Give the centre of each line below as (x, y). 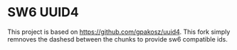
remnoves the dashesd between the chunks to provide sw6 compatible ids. (117, 39)
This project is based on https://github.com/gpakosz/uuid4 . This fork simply (119, 32)
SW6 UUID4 (43, 12)
